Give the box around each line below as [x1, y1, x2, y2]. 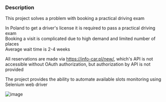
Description [5, 4, 34, 11]
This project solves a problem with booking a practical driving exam [5, 15, 145, 21]
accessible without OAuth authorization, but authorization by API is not [5, 61, 151, 67]
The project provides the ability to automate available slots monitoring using [5, 76, 161, 82]
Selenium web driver [5, 81, 48, 87]
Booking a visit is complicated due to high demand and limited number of [5, 35, 156, 41]
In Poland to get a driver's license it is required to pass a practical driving [5, 25, 155, 31]
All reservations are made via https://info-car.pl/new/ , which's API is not [5, 56, 153, 62]
